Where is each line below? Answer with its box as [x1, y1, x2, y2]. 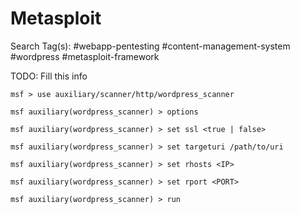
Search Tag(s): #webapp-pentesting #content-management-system [10, 40, 291, 52]
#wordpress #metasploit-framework [10, 50, 160, 62]
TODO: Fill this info [10, 70, 88, 82]
